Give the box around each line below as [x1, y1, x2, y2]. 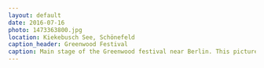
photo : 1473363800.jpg [8, 26, 82, 34]
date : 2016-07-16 [8, 19, 65, 27]
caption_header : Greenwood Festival [8, 41, 128, 48]
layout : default [8, 11, 61, 20]
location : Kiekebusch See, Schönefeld [8, 33, 135, 41]
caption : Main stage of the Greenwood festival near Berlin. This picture [8, 48, 258, 55]
